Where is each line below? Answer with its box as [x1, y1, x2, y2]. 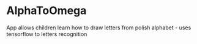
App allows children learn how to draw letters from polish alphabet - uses [6, 24, 191, 31]
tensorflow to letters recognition [6, 30, 87, 37]
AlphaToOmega [6, 4, 87, 18]
